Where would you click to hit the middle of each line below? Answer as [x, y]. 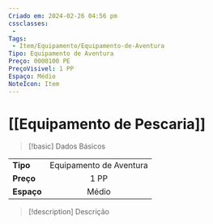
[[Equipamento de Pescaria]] [107, 124]
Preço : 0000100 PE [39, 62]
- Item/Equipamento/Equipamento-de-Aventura [88, 46]
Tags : [17, 39]
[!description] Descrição [68, 212]
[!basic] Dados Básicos [67, 146]
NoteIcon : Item [34, 84]
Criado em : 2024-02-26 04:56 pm [63, 16]
